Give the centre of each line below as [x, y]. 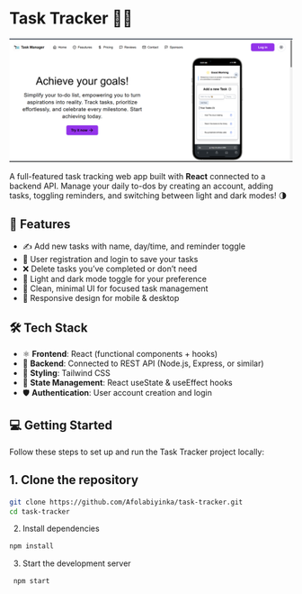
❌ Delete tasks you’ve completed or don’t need [110, 269]
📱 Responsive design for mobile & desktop [101, 298]
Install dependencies [61, 529]
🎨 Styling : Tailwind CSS [66, 373]
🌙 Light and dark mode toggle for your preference [114, 279]
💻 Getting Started [61, 426]
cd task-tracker [40, 512]
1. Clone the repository [74, 480]
